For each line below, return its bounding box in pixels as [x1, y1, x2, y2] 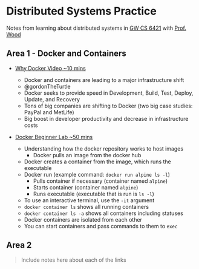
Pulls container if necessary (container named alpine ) [33, 177, 168, 185]
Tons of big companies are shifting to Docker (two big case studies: [24, 102, 193, 109]
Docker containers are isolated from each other [24, 216, 142, 223]
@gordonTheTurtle [24, 83, 71, 90]
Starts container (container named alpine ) [33, 183, 139, 191]
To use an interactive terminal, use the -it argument [24, 196, 155, 204]
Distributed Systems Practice [6, 4, 157, 18]
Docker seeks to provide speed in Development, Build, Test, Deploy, [24, 89, 194, 97]
